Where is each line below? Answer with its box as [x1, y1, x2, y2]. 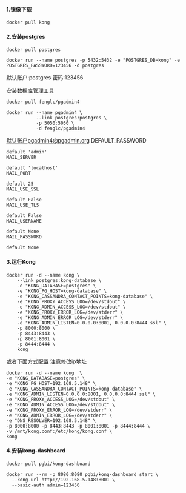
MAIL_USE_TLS [6, 202, 39, 209]
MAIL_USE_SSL [6, 186, 39, 192]
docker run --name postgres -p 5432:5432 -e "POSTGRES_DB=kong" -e [6, 58, 181, 64]
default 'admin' [6, 149, 47, 155]
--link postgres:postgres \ [36, 115, 107, 121]
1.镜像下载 [6, 5, 32, 13]
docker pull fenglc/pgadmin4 [6, 99, 80, 106]
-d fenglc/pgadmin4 [36, 126, 85, 132]
